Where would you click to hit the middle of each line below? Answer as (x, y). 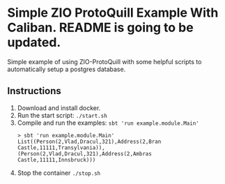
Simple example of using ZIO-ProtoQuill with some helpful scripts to (104, 61)
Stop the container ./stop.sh (59, 173)
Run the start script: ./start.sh (62, 115)
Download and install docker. (59, 108)
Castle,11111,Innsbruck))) (56, 160)
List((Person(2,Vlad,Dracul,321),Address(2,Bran (89, 141)
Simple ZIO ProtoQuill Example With (113, 13)
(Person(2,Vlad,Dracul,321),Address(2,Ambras (84, 154)
